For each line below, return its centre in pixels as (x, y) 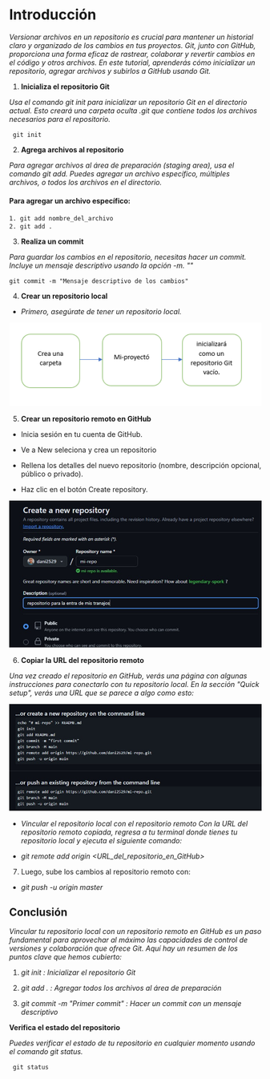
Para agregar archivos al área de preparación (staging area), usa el (122, 165)
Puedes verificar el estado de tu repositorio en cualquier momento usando (132, 1043)
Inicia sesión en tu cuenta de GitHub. (82, 434)
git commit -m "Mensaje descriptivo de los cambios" (99, 281)
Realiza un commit (52, 241)
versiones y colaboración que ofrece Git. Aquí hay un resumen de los (124, 948)
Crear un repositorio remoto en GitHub (86, 418)
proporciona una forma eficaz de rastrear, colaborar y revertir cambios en (132, 54)
